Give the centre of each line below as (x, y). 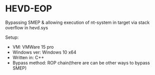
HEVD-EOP (29, 9)
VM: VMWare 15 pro (33, 47)
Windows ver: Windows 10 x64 (44, 52)
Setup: (12, 37)
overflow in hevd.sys (27, 27)
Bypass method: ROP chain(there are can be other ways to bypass (81, 63)
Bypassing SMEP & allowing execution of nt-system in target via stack (77, 22)
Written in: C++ (28, 57)
